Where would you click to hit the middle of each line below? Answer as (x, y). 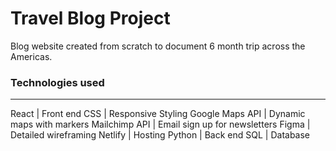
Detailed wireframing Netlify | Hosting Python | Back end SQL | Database (160, 135)
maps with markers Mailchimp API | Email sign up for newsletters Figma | (160, 124)
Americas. (31, 56)
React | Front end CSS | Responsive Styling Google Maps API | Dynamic (158, 114)
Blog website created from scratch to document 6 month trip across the (158, 46)
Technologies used (57, 82)
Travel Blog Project (90, 18)
